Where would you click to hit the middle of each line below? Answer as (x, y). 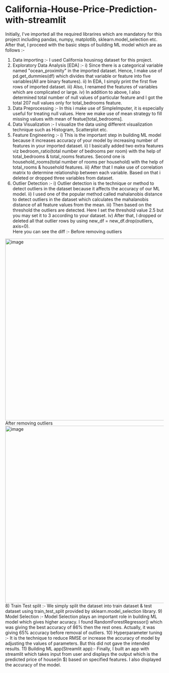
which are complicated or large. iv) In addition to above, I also (76, 92)
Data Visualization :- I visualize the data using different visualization (82, 124)
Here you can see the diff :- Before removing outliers (67, 231)
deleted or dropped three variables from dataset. (63, 178)
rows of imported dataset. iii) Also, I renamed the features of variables (85, 86)
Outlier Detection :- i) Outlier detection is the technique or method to (83, 183)
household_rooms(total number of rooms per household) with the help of (88, 162)
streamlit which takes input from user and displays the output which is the (82, 654)
